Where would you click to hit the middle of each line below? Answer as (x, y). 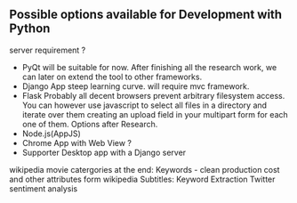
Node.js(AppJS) (52, 134)
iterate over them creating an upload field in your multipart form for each (155, 114)
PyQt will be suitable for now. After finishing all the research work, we (149, 67)
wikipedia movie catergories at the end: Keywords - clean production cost (144, 169)
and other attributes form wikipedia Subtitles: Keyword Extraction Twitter (142, 179)
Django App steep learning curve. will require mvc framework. (136, 86)
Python (30, 29)
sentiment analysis (44, 188)
